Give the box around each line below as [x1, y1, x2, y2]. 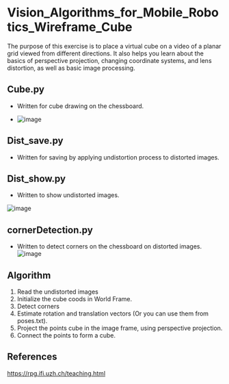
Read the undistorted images [16, 287, 99, 296]
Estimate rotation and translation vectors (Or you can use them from [16, 309, 209, 318]
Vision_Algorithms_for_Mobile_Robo [7, 5, 219, 21]
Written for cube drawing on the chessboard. [16, 101, 144, 110]
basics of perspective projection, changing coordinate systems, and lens [7, 56, 212, 64]
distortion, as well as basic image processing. [7, 64, 135, 72]
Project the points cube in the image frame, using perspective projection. [16, 324, 223, 332]
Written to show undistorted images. [16, 191, 120, 199]
